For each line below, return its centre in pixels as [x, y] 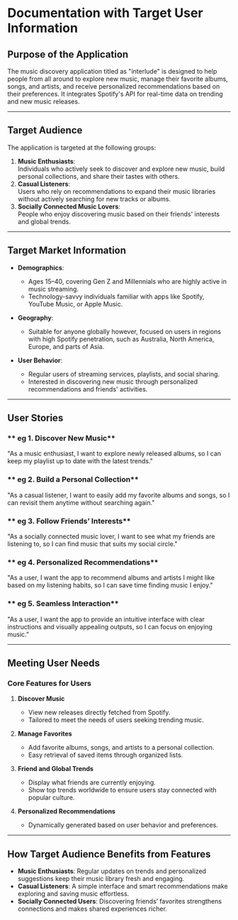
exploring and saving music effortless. [73, 894]
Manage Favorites [45, 734]
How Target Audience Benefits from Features [109, 854]
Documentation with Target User [105, 13]
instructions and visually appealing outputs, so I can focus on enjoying [110, 626]
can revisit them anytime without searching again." [81, 502]
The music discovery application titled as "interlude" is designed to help [112, 71]
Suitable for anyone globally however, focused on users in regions [125, 331]
